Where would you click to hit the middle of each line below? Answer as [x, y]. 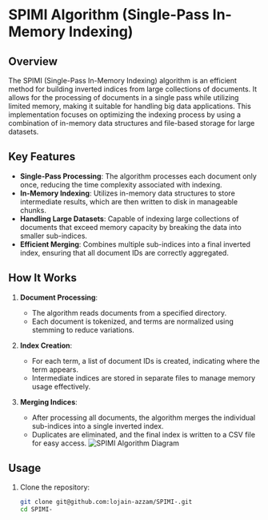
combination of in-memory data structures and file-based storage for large [132, 123]
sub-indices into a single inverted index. [98, 425]
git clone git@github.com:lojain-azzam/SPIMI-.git [106, 502]
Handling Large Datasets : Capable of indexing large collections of [129, 219]
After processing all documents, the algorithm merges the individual [144, 417]
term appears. [55, 369]
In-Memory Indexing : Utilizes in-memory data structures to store [128, 193]
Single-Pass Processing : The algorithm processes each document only [138, 176]
